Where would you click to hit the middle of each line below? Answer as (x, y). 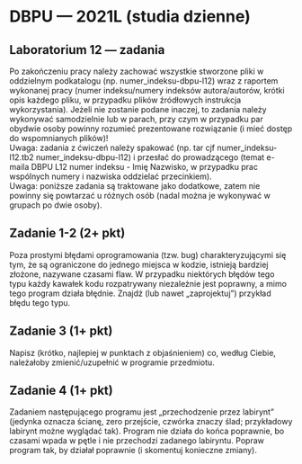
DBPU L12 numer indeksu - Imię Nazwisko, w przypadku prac (145, 167)
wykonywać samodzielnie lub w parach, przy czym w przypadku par (136, 119)
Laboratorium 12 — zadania (87, 50)
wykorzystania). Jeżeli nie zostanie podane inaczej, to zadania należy (138, 109)
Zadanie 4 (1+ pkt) (62, 391)
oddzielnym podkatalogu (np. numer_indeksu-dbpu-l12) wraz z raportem (144, 81)
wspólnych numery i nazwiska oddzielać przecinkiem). (111, 176)
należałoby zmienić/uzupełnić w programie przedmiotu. (112, 362)
